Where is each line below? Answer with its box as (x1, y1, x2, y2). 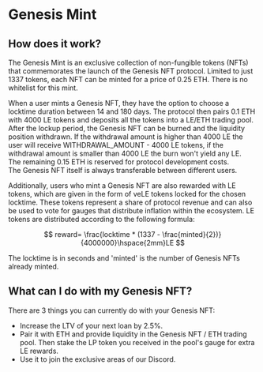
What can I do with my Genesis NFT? (8, 284, 193, 298)
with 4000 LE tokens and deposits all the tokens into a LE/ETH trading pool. (8, 115, 254, 124)
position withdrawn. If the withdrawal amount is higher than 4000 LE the (8, 132, 243, 141)
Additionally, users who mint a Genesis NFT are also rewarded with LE (8, 181, 236, 190)
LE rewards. (19, 346, 59, 355)
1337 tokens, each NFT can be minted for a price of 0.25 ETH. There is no (8, 75, 249, 84)
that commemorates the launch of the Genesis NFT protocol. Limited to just (8, 66, 254, 76)
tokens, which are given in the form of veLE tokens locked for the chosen (8, 190, 246, 198)
